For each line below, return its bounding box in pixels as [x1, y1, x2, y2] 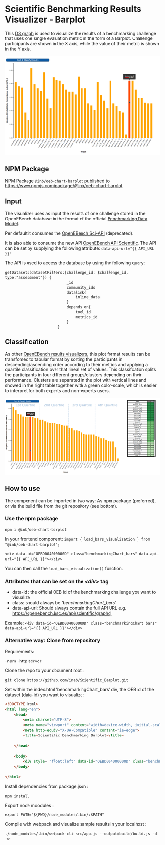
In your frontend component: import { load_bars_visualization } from [5, 536, 150, 542]
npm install [5, 793, 29, 799]
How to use [5, 484, 40, 493]
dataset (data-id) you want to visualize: [5, 692, 84, 698]
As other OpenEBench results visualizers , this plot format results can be [5, 351, 151, 357]
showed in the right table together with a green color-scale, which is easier [5, 382, 157, 388]
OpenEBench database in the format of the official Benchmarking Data [5, 216, 148, 221]
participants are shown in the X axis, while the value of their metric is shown [5, 40, 159, 46]
